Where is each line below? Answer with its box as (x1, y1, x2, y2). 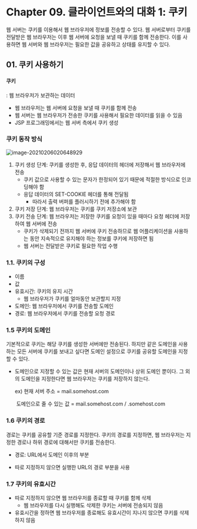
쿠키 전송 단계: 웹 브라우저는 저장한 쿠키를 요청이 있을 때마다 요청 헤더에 (14, 213, 179, 220)
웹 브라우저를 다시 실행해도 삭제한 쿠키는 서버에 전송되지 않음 (23, 502, 163, 509)
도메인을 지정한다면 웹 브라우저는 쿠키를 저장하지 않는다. (21, 375, 150, 383)
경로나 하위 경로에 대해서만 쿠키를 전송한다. (16, 438, 116, 446)
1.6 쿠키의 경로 (6, 417, 45, 425)
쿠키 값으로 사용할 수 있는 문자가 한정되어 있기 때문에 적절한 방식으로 (23, 175, 181, 183)
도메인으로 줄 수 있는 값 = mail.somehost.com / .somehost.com (16, 400, 166, 407)
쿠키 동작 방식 (6, 135, 43, 143)
